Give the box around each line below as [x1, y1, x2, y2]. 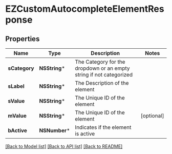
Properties [5, 34, 40, 43]
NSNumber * [39, 127, 70, 134]
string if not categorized [75, 71, 133, 78]
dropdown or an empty [75, 65, 130, 72]
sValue [8, 98, 25, 104]
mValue [8, 112, 27, 119]
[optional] [140, 112, 164, 119]
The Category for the [75, 59, 125, 65]
